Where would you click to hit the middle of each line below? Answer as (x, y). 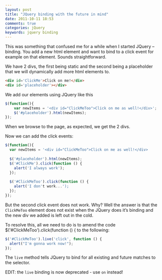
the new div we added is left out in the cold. (49, 215)
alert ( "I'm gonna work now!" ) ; (41, 244)
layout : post (18, 10)
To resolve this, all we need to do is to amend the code (60, 224)
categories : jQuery (25, 28)
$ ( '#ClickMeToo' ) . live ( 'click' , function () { (54, 239)
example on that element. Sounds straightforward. (56, 57)
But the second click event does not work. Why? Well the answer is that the (81, 205)
